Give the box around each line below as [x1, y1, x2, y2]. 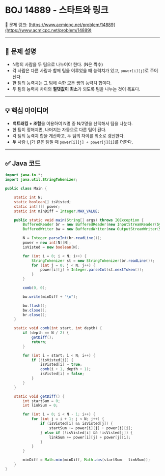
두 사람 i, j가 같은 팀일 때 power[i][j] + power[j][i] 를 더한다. [12, 139, 134, 145]
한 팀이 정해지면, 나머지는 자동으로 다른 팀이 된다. [12, 127, 107, 132]
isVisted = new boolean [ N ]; [23, 245, 80, 250]
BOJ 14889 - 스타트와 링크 [5, 4, 109, 16]
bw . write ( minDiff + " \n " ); [23, 294, 78, 299]
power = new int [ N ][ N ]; [23, 240, 71, 245]
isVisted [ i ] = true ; [40, 362, 82, 367]
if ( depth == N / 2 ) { [23, 330, 69, 335]
